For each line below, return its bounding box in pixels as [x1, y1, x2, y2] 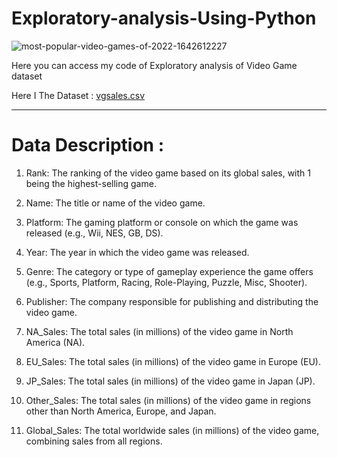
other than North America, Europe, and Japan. [25, 405, 217, 417]
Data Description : [11, 134, 165, 157]
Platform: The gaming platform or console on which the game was [25, 216, 299, 228]
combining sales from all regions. [25, 435, 163, 447]
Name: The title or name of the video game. [25, 197, 206, 209]
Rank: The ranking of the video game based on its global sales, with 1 [25, 167, 311, 179]
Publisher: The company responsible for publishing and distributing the [25, 295, 319, 307]
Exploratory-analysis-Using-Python [11, 7, 317, 30]
